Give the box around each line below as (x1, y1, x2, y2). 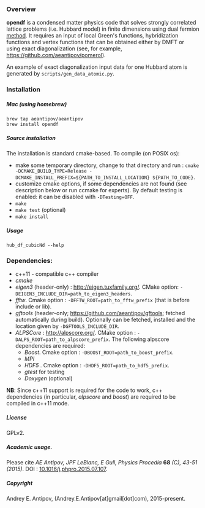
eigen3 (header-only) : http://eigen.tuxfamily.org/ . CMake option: (15, 283, 179, 291)
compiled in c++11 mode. (6, 400, 69, 407)
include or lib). (15, 303, 52, 310)
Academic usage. (6, 443, 53, 450)
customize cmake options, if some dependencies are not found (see (15, 180, 187, 187)
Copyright (6, 479, 33, 487)
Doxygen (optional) (24, 375, 73, 382)
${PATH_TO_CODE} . (152, 174, 196, 181)
